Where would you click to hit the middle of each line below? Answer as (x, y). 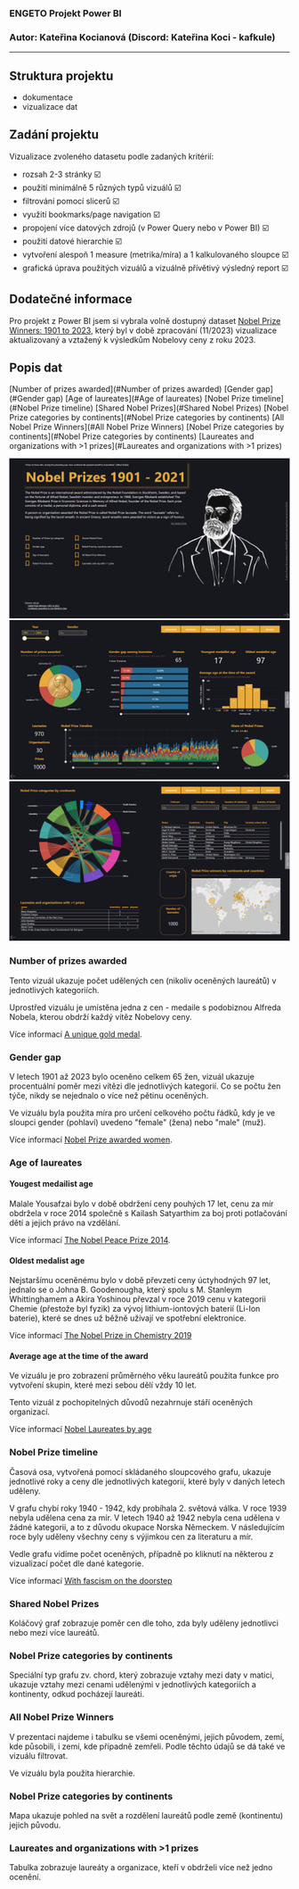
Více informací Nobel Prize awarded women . (91, 1139)
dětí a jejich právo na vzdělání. (65, 1223)
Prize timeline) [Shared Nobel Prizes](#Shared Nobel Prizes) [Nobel (165, 408)
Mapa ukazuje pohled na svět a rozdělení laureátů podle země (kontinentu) (146, 1815)
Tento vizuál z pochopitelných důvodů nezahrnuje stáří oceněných (131, 1403)
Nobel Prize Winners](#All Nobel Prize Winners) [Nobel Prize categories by (147, 427)
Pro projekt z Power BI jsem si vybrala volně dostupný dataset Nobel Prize (145, 320)
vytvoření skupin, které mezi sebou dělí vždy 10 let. (103, 1385)
